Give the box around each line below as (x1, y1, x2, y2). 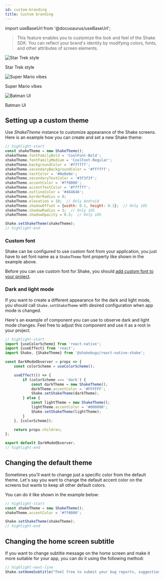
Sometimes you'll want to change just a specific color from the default (5, 472, 146, 478)
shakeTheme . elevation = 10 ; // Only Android (5, 199, 99, 203)
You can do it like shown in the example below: (5, 491, 99, 498)
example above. (5, 259, 38, 265)
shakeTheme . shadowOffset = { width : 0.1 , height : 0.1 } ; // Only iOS (5, 203, 147, 208)
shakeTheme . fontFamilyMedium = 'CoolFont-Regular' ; (5, 157, 112, 162)
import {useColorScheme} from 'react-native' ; (5, 341, 102, 346)
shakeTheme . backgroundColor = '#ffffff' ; (5, 162, 91, 167)
